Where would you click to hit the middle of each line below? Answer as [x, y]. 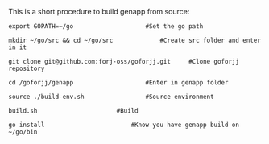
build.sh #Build [73, 111]
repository [27, 68]
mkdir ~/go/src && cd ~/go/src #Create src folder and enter [135, 40]
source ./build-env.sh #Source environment [112, 97]
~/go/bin [23, 132]
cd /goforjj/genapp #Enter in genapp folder [118, 83]
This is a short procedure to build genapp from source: [99, 12]
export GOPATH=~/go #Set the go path [106, 27]
